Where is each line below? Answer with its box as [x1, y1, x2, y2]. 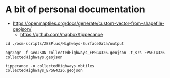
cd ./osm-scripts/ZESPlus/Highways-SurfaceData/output [5, 41, 124, 46]
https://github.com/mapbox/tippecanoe [20, 31, 103, 37]
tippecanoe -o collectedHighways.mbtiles [5, 63, 95, 68]
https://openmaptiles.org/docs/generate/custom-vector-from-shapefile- [12, 20, 164, 27]
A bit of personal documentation [5, 4, 145, 15]
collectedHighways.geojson [5, 55, 63, 60]
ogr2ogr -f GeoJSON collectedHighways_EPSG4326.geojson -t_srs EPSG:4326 [5, 50, 165, 55]
